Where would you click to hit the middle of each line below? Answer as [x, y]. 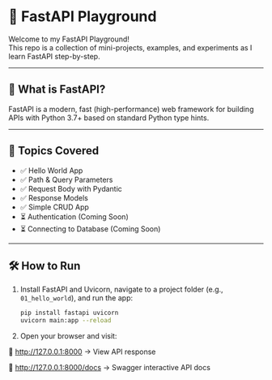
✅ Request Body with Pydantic [71, 188]
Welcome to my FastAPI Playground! [69, 39]
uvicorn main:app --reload [66, 321]
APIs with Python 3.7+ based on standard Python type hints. [109, 118]
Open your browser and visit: [68, 336]
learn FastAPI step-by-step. [54, 56]
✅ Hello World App [51, 171]
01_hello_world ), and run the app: [76, 298]
